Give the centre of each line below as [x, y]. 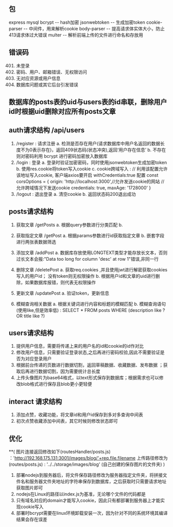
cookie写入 [32, 507]
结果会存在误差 [32, 519]
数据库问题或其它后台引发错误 [47, 85]
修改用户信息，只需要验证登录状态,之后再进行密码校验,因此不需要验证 [88, 352]
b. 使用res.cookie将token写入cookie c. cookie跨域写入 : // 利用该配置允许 [92, 169]
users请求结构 [31, 333]
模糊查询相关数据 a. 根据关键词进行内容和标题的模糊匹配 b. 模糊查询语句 [91, 304]
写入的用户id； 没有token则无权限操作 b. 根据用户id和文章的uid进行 [86, 276]
